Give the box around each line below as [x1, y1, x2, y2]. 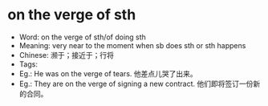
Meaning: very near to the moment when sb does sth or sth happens [18, 40, 246, 50]
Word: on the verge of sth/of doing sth [18, 32, 146, 42]
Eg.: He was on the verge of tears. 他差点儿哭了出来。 [18, 68, 197, 78]
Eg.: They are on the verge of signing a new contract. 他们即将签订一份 [18, 79, 254, 88]
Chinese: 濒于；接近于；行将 [18, 50, 114, 59]
